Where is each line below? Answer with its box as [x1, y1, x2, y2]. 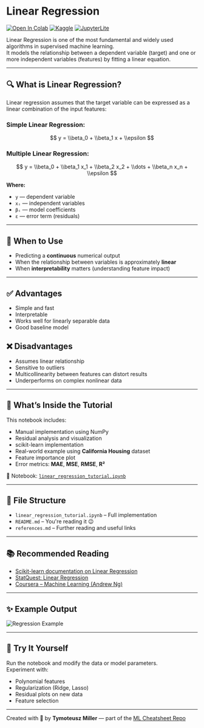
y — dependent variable [15, 193, 75, 201]
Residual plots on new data [15, 690, 83, 698]
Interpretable [15, 311, 48, 318]
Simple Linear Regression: [6, 120, 86, 129]
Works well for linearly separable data [15, 317, 110, 325]
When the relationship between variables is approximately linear [15, 258, 177, 266]
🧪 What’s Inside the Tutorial [6, 400, 113, 411]
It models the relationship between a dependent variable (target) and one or [6, 49, 196, 56]
